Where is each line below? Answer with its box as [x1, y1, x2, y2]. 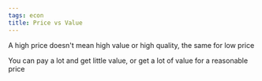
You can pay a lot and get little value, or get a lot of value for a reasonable [8, 56, 249, 65]
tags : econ [8, 11, 44, 20]
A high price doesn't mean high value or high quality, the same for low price [8, 40, 255, 50]
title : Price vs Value [8, 19, 83, 27]
